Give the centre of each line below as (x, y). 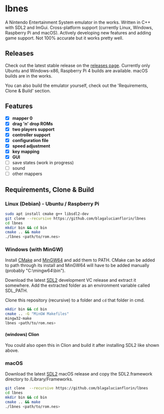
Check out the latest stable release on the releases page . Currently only (78, 65)
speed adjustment (31, 146)
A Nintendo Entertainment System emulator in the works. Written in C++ (78, 22)
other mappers (27, 174)
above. (12, 350)
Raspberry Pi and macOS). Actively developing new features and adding (78, 33)
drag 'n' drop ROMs (32, 123)
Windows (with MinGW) (34, 250)
